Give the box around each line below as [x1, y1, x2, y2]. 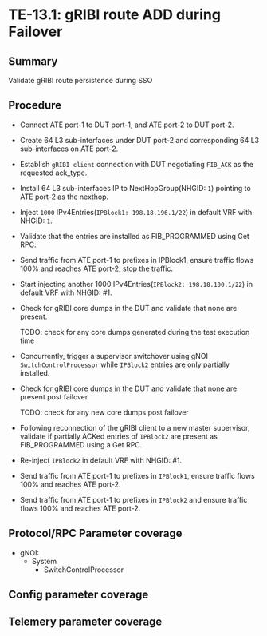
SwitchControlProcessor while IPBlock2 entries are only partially [19, 360, 230, 369]
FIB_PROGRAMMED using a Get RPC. [19, 439, 143, 449]
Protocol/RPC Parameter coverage [8, 527, 183, 540]
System [31, 556, 57, 566]
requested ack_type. [19, 168, 88, 177]
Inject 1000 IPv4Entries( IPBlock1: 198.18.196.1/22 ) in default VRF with [19, 207, 253, 217]
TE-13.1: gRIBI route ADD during [8, 6, 222, 24]
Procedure [8, 98, 62, 113]
